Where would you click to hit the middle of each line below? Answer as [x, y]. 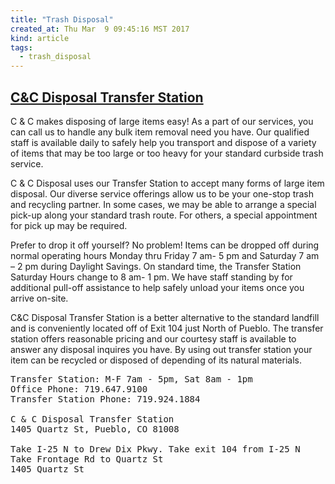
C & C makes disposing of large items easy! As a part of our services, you [162, 121]
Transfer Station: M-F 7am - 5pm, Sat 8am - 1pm [131, 379]
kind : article [40, 38]
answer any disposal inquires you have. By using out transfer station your [161, 349]
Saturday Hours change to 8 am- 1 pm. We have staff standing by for [151, 277]
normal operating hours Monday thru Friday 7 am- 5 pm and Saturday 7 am [165, 255]
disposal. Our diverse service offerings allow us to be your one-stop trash [162, 193]
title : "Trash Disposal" [62, 19]
